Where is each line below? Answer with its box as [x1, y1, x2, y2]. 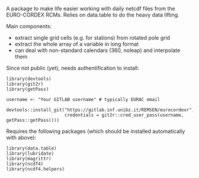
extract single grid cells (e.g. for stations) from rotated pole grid [14, 34, 171, 41]
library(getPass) [6, 86, 49, 92]
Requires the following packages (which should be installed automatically [6, 128, 185, 135]
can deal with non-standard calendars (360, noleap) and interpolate [14, 47, 181, 54]
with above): [6, 134, 37, 141]
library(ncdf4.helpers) [6, 166, 65, 172]
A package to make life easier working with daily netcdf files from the [6, 5, 176, 12]
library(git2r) [6, 81, 44, 87]
